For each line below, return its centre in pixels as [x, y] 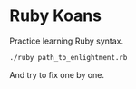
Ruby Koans [56, 16]
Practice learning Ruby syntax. [67, 41]
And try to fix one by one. [57, 74]
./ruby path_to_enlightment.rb [68, 57]
